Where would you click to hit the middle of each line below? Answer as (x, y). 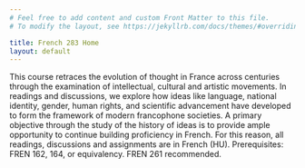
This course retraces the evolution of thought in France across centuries (144, 77)
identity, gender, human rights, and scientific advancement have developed (151, 106)
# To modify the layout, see (64, 26)
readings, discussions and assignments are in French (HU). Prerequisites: (147, 144)
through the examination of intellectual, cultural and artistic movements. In (148, 86)
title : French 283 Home (54, 43)
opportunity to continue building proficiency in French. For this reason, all (147, 135)
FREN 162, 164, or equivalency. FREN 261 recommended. (116, 154)
